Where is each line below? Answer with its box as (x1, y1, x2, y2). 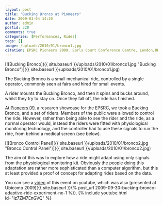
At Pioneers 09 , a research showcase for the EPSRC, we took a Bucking (5, 105, 148, 111)
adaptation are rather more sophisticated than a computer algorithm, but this (5, 165, 158, 171)
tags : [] (5, 39, 23, 44)
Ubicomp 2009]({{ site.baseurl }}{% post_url (5, 185, 95, 190)
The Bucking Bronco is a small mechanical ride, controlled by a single (5, 76, 144, 82)
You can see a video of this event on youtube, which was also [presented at (5, 179, 157, 185)
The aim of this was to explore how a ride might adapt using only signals (5, 154, 149, 160)
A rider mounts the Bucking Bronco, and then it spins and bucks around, (5, 90, 149, 96)
